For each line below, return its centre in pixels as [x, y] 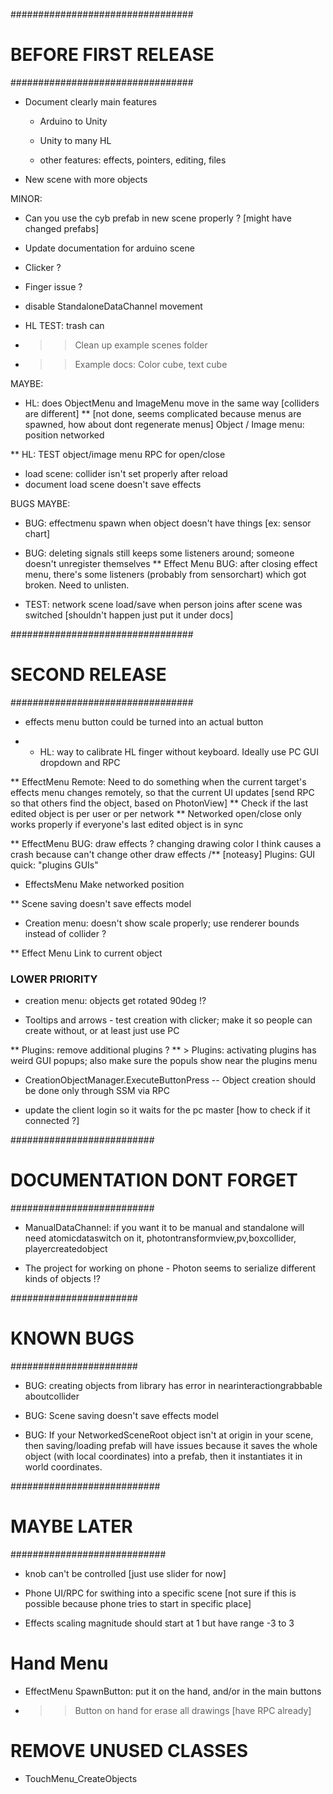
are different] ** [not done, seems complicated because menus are [163, 413]
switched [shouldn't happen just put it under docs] [129, 615]
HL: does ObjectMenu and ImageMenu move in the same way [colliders [172, 403]
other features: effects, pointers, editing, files [133, 160]
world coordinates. [63, 1467]
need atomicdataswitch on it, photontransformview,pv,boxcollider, [160, 1238]
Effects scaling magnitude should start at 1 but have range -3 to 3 [159, 1623]
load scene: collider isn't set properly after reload [126, 473]
